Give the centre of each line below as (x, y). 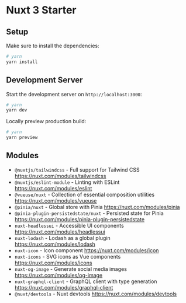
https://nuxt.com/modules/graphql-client (64, 287)
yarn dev (17, 110)
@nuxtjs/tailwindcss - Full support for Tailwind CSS (77, 169)
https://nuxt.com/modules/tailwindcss (60, 176)
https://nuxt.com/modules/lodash (55, 244)
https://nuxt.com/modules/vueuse (56, 201)
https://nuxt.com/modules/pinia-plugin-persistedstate (80, 219)
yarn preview (22, 138)
